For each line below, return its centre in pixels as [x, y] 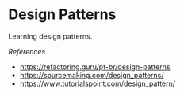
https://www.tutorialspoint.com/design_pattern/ [98, 83]
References [27, 51]
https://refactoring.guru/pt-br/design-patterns [95, 66]
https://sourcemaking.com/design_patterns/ [92, 75]
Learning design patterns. [50, 36]
